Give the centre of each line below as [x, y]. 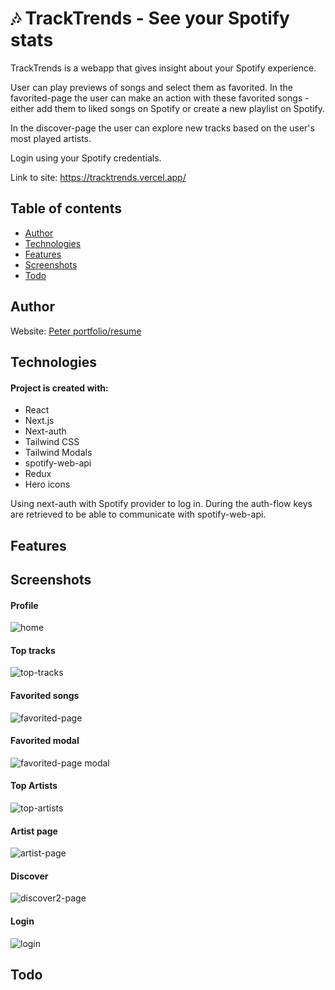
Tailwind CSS [52, 442]
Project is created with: [59, 388]
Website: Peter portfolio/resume [76, 331]
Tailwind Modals [58, 453]
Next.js [39, 421]
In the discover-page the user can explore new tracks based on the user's [162, 128]
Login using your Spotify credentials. [86, 158]
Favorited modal [45, 741]
